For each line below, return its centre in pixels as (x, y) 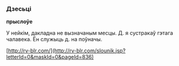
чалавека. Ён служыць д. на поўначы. (54, 39)
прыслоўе (19, 22)
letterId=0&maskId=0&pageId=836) (50, 57)
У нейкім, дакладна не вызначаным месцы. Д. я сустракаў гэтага (90, 33)
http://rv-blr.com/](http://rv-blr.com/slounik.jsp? (67, 51)
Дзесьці (19, 9)
